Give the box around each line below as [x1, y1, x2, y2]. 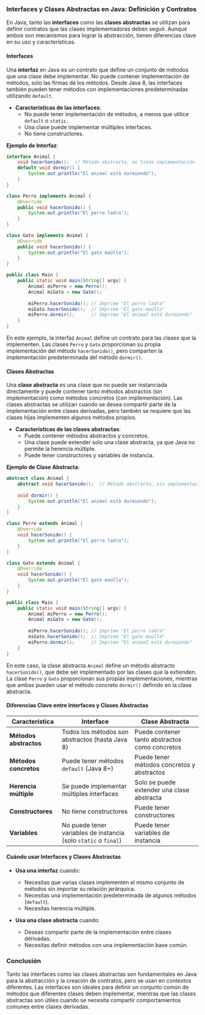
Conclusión [6, 956, 41, 965]
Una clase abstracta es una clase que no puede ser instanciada [6, 381, 168, 389]
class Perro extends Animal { [6, 521, 84, 527]
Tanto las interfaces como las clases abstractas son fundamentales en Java [6, 970, 197, 978]
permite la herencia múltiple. [24, 445, 96, 453]
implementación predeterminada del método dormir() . [6, 354, 143, 361]
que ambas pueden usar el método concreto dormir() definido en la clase [6, 681, 192, 688]
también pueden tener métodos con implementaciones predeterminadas [6, 85, 189, 93]
